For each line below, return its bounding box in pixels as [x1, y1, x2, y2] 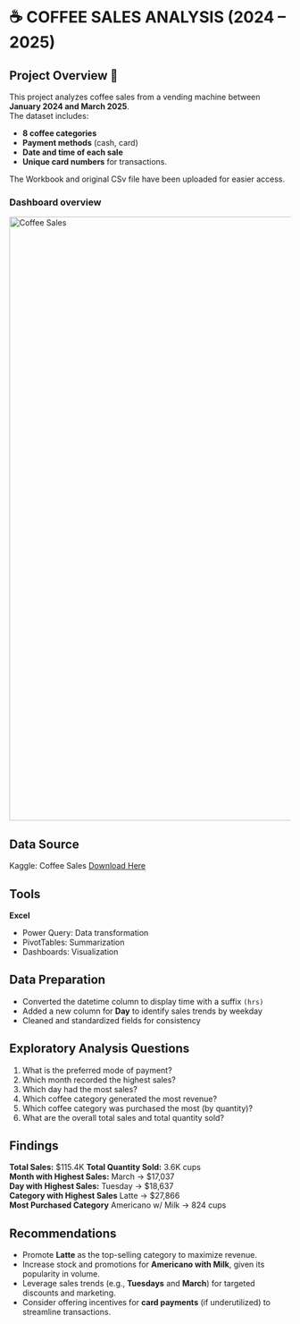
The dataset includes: [9, 111, 89, 121]
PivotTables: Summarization [21, 937, 125, 947]
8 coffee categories [21, 128, 97, 139]
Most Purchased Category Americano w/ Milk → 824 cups [9, 1200, 227, 1210]
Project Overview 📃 [9, 68, 119, 83]
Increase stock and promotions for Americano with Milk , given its [21, 1259, 265, 1270]
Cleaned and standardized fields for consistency [21, 1014, 201, 1025]
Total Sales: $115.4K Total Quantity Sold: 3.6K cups [9, 1162, 201, 1173]
